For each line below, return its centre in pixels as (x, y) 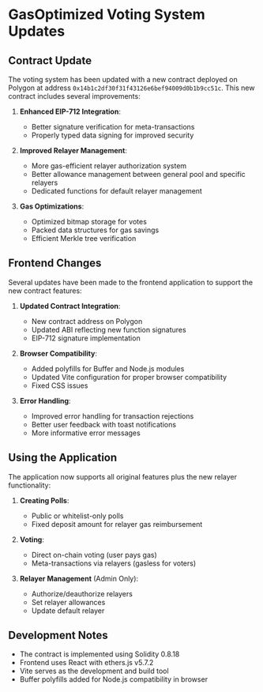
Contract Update (50, 60)
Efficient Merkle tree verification (84, 238)
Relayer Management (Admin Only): (79, 578)
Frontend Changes (55, 263)
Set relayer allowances (68, 602)
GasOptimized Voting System (107, 15)
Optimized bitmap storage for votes (89, 222)
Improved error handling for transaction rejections (113, 416)
